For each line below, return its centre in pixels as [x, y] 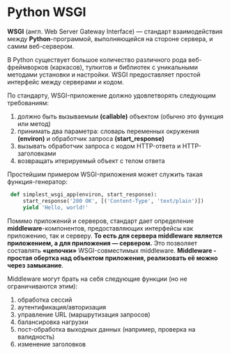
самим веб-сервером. [41, 46]
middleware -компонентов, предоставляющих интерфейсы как [100, 228]
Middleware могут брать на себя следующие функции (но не [97, 279]
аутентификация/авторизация [62, 307]
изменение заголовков [51, 344]
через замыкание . [36, 265]
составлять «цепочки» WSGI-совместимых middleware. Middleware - [112, 250]
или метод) [34, 123]
